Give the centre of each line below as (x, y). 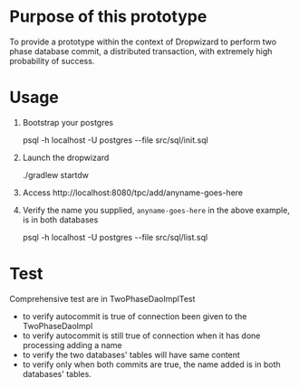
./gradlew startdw (55, 175)
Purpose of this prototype (108, 17)
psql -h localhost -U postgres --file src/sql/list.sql (115, 237)
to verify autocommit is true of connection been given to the (135, 316)
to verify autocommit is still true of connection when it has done (141, 335)
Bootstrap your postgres (68, 122)
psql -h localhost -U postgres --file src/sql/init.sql (115, 140)
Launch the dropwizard (66, 157)
